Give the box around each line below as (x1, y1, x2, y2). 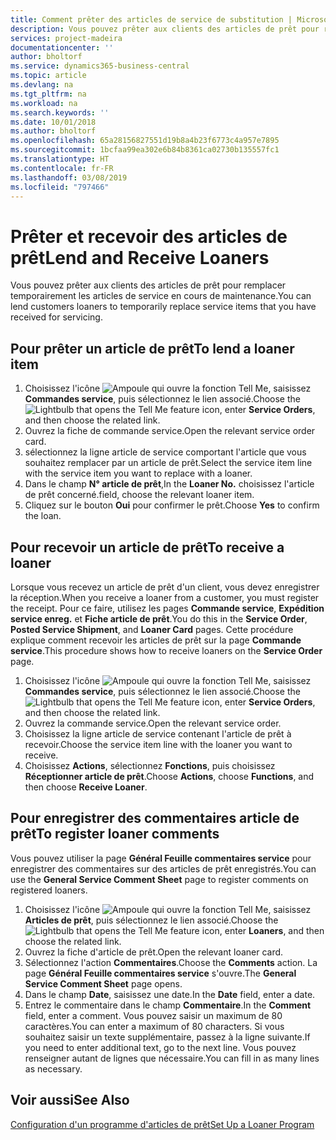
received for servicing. (10, 311, 103, 323)
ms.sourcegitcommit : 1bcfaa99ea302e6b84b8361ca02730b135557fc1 (10, 145, 280, 155)
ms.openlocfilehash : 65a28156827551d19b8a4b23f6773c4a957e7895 (10, 136, 280, 146)
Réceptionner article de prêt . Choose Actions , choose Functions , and (24, 770, 315, 782)
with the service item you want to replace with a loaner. (24, 467, 253, 480)
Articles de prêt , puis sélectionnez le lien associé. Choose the (24, 914, 279, 926)
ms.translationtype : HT (10, 154, 110, 164)
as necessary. (24, 1062, 83, 1075)
